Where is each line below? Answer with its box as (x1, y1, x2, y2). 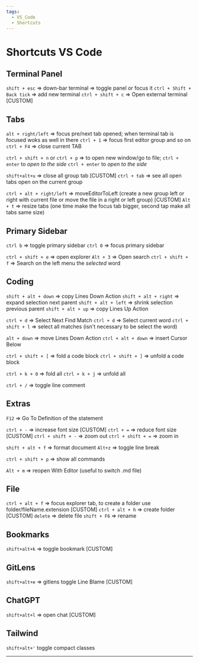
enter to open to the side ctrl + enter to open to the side (6, 161, 147, 168)
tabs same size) (6, 209, 45, 216)
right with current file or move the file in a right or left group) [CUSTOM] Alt (6, 196, 191, 204)
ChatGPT (6, 595, 40, 605)
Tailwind (6, 629, 38, 639)
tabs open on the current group (6, 179, 83, 186)
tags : (6, 8, 20, 15)
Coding (6, 277, 34, 287)
